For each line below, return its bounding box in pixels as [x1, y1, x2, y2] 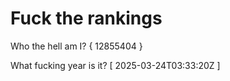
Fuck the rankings [10, 7, 163, 30]
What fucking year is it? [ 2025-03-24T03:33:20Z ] [10, 59, 221, 71]
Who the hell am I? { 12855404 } [10, 40, 143, 52]
